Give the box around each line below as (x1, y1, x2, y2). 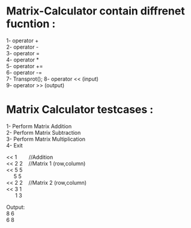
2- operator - (6, 43, 39, 51)
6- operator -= (6, 69, 43, 76)
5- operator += (6, 62, 43, 70)
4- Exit (6, 141, 23, 149)
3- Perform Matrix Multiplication (6, 135, 86, 143)
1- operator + (6, 37, 39, 44)
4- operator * (6, 56, 39, 63)
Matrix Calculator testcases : (6, 103, 154, 117)
